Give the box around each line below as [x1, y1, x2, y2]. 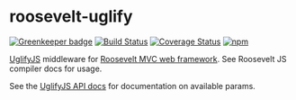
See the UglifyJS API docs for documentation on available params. [9, 80, 256, 91]
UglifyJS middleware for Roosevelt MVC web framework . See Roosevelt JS [9, 53, 287, 64]
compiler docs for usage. [9, 63, 103, 74]
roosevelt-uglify [9, 6, 133, 27]
